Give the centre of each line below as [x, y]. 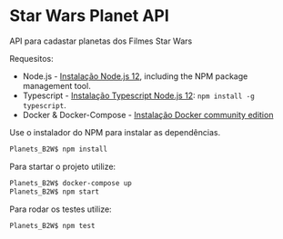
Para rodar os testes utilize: [61, 209]
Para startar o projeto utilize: [63, 166]
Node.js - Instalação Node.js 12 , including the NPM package [135, 76]
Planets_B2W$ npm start [55, 192]
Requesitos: [32, 58]
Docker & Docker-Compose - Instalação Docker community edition [148, 115]
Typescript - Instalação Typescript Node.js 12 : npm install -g [138, 95]
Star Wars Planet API [90, 16]
